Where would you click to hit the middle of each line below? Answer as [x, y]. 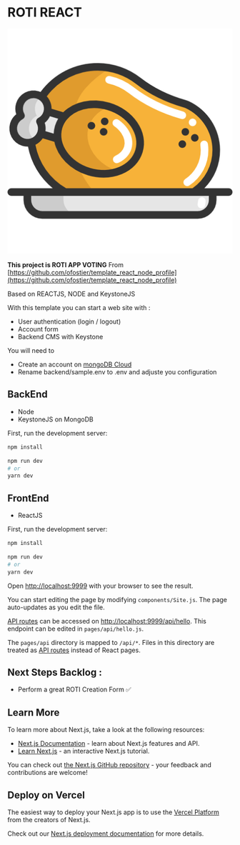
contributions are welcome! [47, 773]
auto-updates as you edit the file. [56, 607]
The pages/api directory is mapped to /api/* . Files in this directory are [111, 642]
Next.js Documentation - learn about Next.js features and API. [109, 744]
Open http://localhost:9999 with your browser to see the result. [100, 586]
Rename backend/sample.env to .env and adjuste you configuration [117, 371]
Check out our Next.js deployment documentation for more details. [106, 834]
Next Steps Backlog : [55, 672]
